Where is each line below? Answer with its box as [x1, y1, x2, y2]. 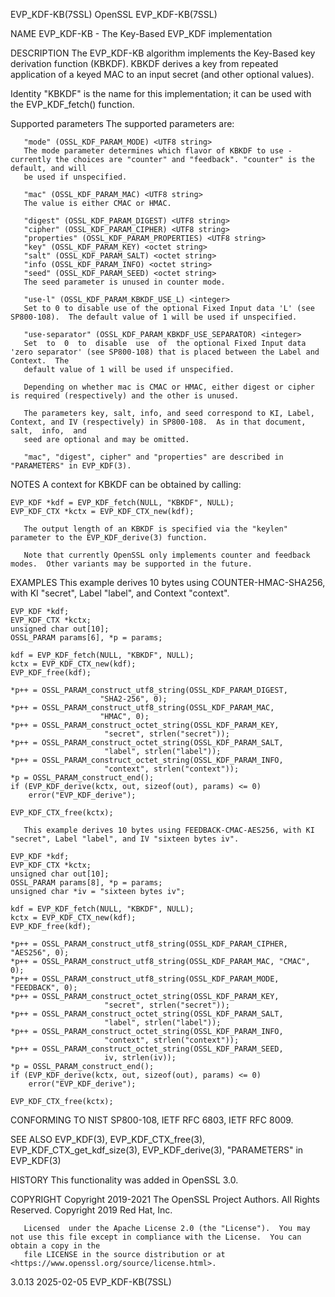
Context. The [10, 356, 70, 366]
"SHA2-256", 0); [99, 694, 168, 704]
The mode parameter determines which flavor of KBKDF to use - [23, 146, 293, 156]
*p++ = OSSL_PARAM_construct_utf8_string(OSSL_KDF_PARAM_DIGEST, [10, 685, 288, 695]
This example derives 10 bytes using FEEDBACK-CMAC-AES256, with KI [23, 825, 315, 835]
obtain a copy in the [10, 1241, 101, 1251]
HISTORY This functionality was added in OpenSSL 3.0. [10, 1174, 239, 1186]
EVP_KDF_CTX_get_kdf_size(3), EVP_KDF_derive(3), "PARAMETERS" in [10, 1144, 304, 1156]
